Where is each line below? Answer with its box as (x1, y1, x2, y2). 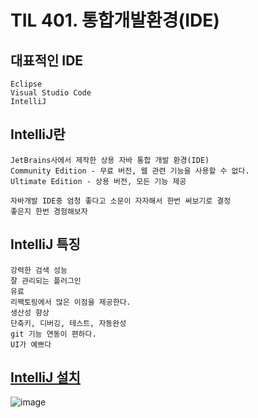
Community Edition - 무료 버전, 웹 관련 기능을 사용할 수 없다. (10, 166, 250, 176)
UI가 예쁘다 (10, 339, 52, 350)
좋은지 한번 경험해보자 (10, 206, 88, 216)
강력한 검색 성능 (10, 265, 68, 275)
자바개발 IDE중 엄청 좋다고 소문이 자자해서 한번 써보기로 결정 (10, 196, 232, 206)
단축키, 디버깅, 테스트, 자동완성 (10, 318, 127, 328)
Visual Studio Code (10, 88, 92, 98)
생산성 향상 (10, 307, 50, 318)
